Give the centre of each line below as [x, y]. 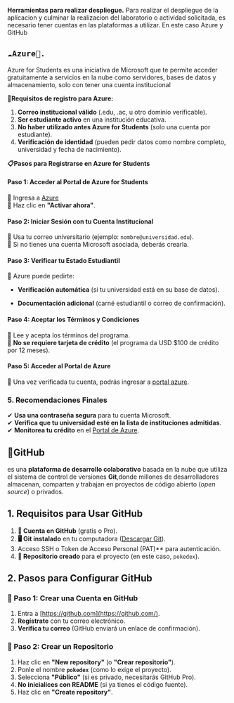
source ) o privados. [35, 491]
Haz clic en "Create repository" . [65, 692]
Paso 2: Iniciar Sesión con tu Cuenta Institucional [80, 221]
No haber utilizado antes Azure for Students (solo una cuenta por [114, 127]
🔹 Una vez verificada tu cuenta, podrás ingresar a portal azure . [98, 382]
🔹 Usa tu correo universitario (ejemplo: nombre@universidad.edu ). [101, 237]
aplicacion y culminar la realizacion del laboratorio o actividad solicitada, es [117, 18]
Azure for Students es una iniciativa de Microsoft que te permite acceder [112, 70]
